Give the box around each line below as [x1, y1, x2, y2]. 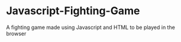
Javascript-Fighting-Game [6, 4, 140, 18]
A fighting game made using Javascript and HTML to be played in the [6, 24, 176, 31]
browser [6, 30, 27, 37]
